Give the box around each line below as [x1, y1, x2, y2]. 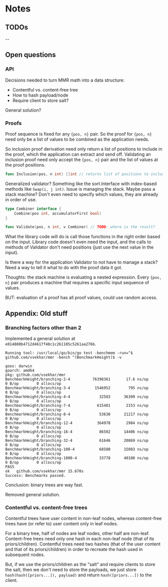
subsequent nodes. [5, 551, 45, 558]
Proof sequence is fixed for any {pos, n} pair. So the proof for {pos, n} [5, 131, 152, 137]
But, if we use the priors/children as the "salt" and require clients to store [5, 561, 155, 567]
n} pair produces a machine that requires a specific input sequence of [5, 280, 149, 286]
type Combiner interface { [5, 206, 61, 211]
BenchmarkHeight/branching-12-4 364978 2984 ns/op [5, 421, 149, 426]
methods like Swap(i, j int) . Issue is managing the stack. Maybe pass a [5, 186, 155, 192]
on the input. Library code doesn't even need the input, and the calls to [5, 239, 151, 245]
